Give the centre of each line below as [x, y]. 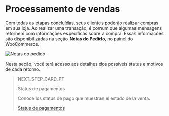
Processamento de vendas [63, 9]
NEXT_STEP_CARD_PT [41, 79]
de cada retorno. [23, 69]
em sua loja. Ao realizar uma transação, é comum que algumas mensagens [84, 28]
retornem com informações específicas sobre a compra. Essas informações [84, 33]
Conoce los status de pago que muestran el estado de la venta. [84, 98]
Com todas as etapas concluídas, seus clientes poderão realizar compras [82, 23]
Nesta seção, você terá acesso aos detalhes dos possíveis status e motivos [84, 64]
